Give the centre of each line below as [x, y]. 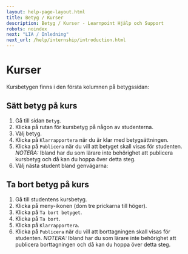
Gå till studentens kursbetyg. [51, 199]
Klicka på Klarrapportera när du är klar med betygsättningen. [92, 139]
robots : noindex [27, 29]
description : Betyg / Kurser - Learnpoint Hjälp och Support [85, 23]
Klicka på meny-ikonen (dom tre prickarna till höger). [81, 206]
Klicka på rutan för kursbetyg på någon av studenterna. [84, 127]
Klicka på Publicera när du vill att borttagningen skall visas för [93, 232]
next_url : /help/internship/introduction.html [66, 40]
